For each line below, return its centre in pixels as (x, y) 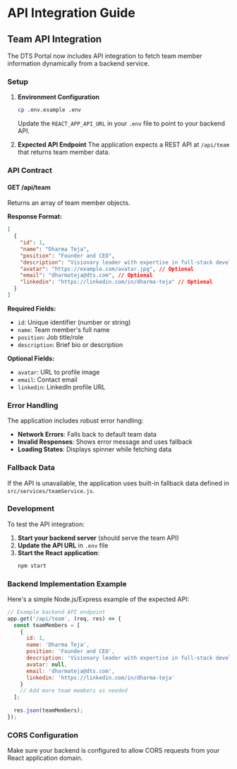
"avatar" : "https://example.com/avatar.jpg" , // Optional (107, 269)
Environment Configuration (59, 97)
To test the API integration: (46, 524)
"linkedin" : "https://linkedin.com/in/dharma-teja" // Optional (116, 282)
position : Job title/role (50, 337)
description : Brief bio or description (70, 344)
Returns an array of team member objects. (69, 203)
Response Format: (35, 217)
